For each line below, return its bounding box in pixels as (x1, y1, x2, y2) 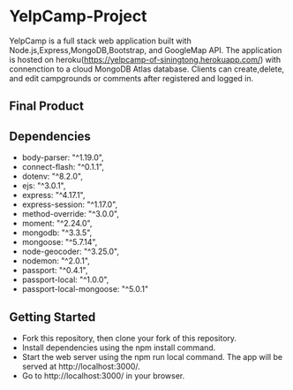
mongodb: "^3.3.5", (21, 227, 93, 238)
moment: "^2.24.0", (21, 218, 93, 229)
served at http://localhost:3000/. (21, 361, 141, 371)
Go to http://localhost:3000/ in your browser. (21, 370, 185, 381)
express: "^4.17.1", (21, 190, 86, 201)
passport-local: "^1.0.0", (21, 274, 109, 285)
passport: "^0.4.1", (21, 265, 88, 276)
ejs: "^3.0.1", (21, 180, 66, 191)
